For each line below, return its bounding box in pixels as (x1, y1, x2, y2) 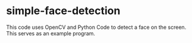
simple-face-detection (6, 4, 121, 18)
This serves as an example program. (6, 29, 96, 37)
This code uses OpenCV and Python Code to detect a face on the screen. (6, 24, 187, 31)
